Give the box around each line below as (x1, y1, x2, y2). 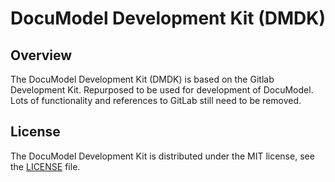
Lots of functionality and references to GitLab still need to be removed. (10, 95, 302, 106)
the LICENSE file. (10, 160, 81, 172)
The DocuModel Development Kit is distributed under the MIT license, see (10, 150, 315, 162)
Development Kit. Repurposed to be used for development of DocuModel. (10, 84, 314, 96)
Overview (10, 47, 73, 64)
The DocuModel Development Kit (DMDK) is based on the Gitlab (10, 73, 275, 85)
